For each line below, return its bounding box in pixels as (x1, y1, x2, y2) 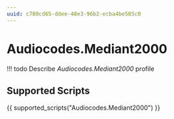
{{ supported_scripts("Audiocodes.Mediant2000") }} (6, 103, 161, 112)
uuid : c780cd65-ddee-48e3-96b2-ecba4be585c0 (6, 10, 141, 18)
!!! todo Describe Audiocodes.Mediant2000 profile (6, 64, 155, 73)
